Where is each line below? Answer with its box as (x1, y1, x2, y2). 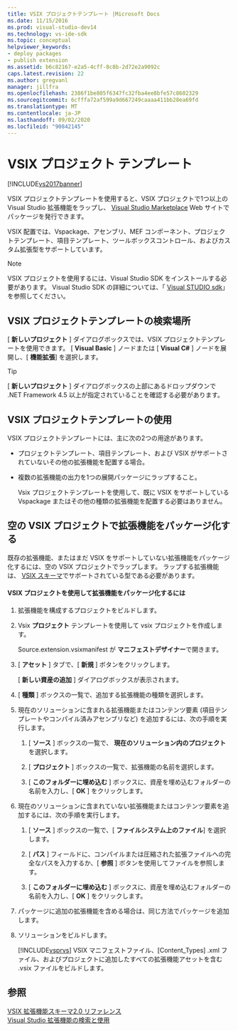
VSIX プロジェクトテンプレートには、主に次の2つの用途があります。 (7, 434, 207, 442)
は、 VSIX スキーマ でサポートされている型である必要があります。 (7, 571, 199, 580)
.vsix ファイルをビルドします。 (17, 964, 108, 973)
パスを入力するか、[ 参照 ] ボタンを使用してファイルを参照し (40, 859, 219, 867)
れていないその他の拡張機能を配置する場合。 (17, 458, 149, 466)
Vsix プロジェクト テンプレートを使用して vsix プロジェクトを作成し (17, 621, 217, 630)
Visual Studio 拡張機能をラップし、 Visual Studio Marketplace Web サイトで (7, 204, 229, 212)
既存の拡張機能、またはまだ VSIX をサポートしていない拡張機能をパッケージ (7, 553, 231, 562)
